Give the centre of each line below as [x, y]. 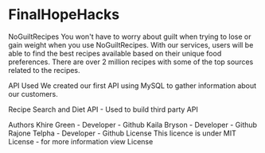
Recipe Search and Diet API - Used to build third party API [103, 109]
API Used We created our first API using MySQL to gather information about [132, 86]
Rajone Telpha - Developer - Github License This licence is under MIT [123, 133]
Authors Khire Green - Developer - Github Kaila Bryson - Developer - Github [132, 124]
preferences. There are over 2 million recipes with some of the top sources [131, 62]
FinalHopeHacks [64, 15]
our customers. [33, 94]
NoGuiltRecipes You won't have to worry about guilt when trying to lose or [130, 36]
